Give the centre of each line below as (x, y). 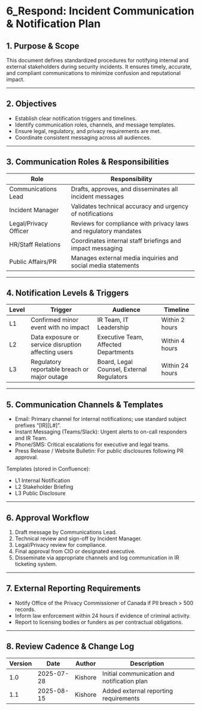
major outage (49, 377)
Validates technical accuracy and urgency (130, 206)
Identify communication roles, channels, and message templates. (95, 125)
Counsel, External (122, 369)
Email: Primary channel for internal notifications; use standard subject (100, 419)
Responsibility (131, 179)
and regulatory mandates (106, 231)
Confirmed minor (55, 320)
